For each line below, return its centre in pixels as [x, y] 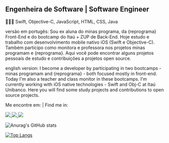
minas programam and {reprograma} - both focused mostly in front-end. [81, 74]
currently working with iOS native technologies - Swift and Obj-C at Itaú [80, 84]
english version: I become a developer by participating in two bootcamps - [83, 68]
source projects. [22, 95]
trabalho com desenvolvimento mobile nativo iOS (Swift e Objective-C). [80, 42]
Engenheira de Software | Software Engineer [77, 9]
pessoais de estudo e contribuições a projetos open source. [68, 58]
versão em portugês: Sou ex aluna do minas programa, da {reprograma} [81, 31]
